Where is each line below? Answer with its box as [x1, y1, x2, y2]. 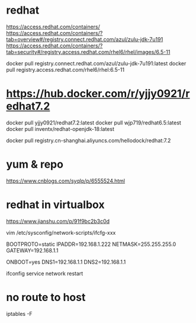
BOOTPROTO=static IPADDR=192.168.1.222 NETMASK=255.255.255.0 [6, 241, 176, 248]
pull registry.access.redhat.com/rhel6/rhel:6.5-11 [6, 66, 125, 73]
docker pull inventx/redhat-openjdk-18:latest [6, 125, 114, 132]
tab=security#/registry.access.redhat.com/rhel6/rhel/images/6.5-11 [6, 48, 171, 55]
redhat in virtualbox [6, 198, 105, 211]
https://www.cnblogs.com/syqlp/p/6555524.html [6, 177, 126, 184]
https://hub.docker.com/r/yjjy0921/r [6, 87, 190, 101]
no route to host [6, 290, 86, 304]
